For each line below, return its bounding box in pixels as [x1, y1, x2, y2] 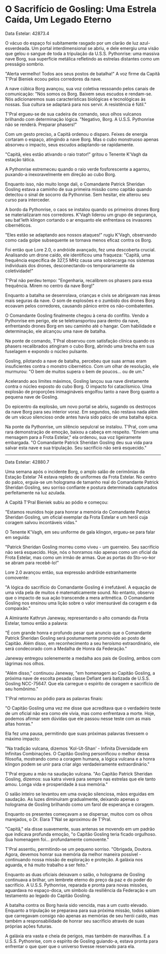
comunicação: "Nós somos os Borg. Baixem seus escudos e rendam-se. [5, 91, 153, 97]
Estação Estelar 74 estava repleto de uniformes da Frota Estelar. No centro [5, 474, 157, 479]
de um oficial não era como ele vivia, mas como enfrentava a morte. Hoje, [5, 710, 156, 716]
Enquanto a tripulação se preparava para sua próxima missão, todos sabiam [5, 907, 160, 913]
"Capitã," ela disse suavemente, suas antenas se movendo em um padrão [5, 826, 155, 832]
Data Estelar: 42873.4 [5, 30, 49, 36]
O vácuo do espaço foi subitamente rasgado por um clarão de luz [5, 40, 139, 46]
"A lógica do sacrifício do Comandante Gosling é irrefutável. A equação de [5, 584, 157, 590]
